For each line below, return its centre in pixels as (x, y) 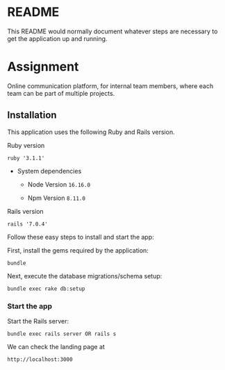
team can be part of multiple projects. (61, 93)
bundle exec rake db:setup (46, 289)
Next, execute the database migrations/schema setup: (85, 276)
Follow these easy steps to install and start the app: (81, 237)
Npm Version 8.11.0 (56, 198)
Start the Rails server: (38, 321)
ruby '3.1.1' (26, 158)
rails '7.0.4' (28, 224)
